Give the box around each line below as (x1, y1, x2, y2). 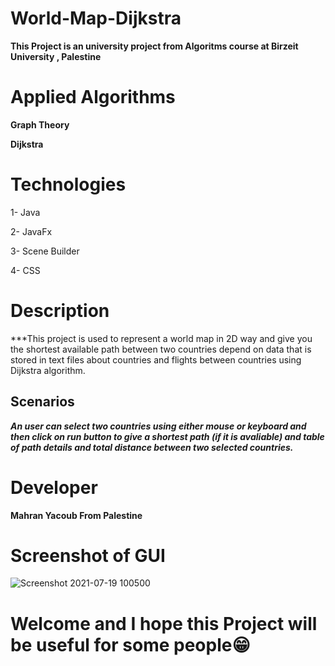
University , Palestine (10, 50, 102, 62)
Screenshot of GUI (10, 544, 166, 567)
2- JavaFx (10, 225, 53, 237)
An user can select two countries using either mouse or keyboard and (10, 420, 307, 432)
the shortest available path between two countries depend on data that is (10, 343, 312, 355)
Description (10, 300, 110, 322)
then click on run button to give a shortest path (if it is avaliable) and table (10, 430, 325, 442)
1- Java (10, 206, 41, 218)
